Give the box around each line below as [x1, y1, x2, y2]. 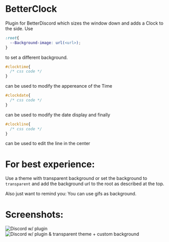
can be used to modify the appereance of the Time [5, 83, 112, 89]
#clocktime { [5, 64, 31, 69]
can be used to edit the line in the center [5, 140, 90, 147]
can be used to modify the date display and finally [5, 111, 111, 118]
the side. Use [5, 25, 33, 31]
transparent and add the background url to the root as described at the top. [5, 180, 164, 187]
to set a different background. [5, 54, 68, 60]
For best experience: [5, 158, 95, 170]
